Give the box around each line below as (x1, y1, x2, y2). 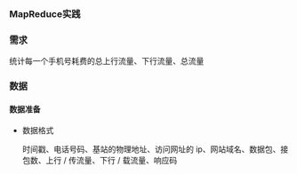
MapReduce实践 (9, 7, 81, 20)
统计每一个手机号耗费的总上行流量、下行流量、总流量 (9, 56, 205, 67)
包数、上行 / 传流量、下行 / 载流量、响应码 (21, 155, 178, 166)
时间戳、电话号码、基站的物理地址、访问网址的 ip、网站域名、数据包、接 (21, 144, 289, 154)
